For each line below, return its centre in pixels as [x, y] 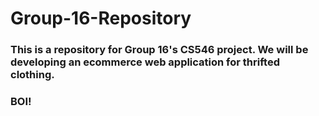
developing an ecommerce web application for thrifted [145, 62]
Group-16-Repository [101, 18]
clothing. [32, 75]
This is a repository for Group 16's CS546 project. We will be [159, 50]
